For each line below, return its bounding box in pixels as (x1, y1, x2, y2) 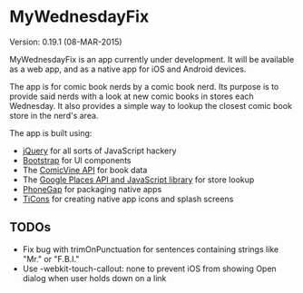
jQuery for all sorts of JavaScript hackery (22, 145, 177, 156)
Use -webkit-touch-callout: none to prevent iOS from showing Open (22, 263, 277, 274)
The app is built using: (9, 127, 93, 138)
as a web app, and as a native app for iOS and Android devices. (9, 63, 247, 74)
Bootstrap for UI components (22, 154, 132, 165)
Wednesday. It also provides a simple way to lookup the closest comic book (9, 100, 293, 111)
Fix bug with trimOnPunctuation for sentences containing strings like (22, 243, 279, 255)
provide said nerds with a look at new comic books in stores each (9, 91, 254, 102)
